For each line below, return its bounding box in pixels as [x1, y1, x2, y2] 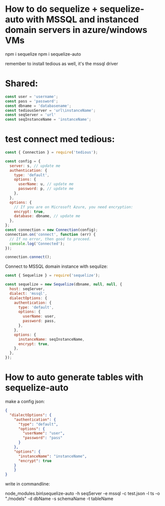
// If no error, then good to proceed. [9, 236, 92, 242]
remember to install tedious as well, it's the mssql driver [5, 61, 118, 66]
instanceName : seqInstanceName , [18, 337, 85, 342]
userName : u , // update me [18, 182, 74, 187]
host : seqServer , [9, 286, 45, 291]
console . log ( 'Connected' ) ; [9, 241, 65, 246]
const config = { [5, 158, 41, 163]
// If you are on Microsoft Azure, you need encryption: [14, 204, 133, 210]
